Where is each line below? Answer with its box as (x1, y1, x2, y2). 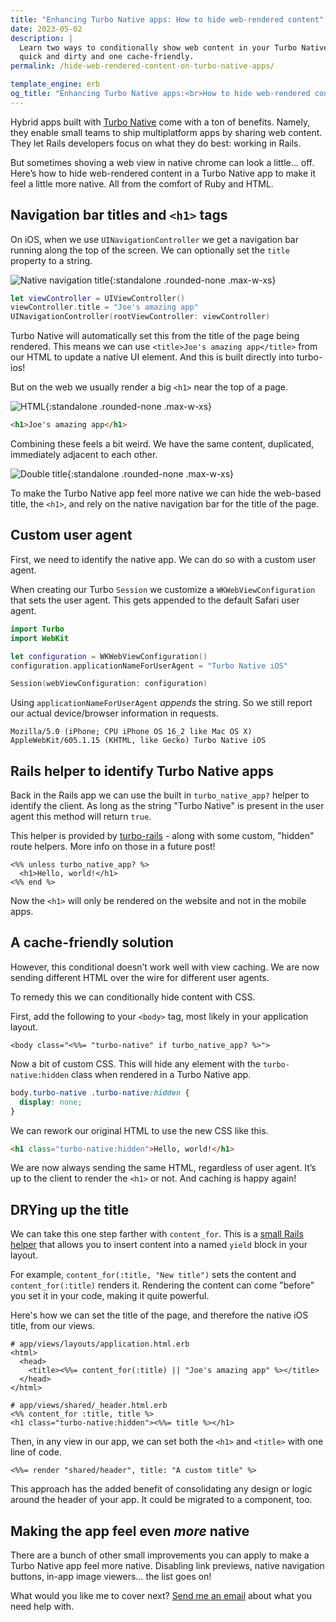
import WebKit (10, 633, 70, 643)
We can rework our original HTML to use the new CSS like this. (10, 1124, 269, 1136)
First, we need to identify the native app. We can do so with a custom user (10, 553, 317, 565)
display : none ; (19, 1097, 83, 1107)
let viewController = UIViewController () (10, 293, 186, 303)
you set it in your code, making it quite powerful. (10, 1290, 210, 1302)
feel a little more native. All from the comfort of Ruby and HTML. (10, 177, 274, 190)
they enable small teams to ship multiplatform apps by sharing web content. (10, 126, 323, 138)
